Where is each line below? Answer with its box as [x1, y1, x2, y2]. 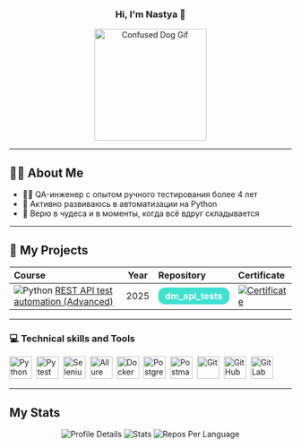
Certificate [237, 269, 285, 281]
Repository [158, 269, 206, 281]
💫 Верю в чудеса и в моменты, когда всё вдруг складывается [21, 208, 260, 219]
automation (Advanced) [13, 295, 114, 307]
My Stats [9, 405, 61, 420]
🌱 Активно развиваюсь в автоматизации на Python [21, 199, 218, 210]
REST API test [55, 284, 114, 297]
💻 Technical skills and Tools [9, 332, 136, 344]
